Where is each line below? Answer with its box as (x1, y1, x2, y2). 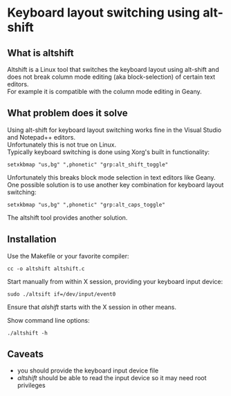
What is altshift (7, 47, 74, 59)
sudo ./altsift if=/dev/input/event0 (7, 290, 116, 298)
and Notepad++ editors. (7, 133, 76, 141)
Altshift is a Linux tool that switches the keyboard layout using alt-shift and (7, 66, 219, 73)
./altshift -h (7, 330, 48, 337)
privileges (17, 381, 46, 390)
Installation (7, 234, 57, 245)
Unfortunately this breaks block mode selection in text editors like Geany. (7, 173, 216, 181)
